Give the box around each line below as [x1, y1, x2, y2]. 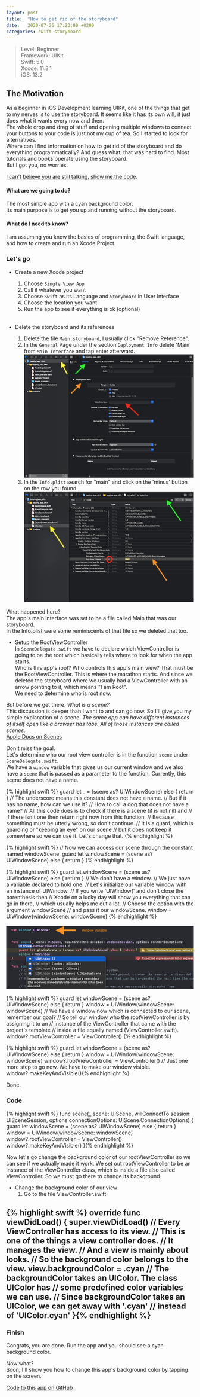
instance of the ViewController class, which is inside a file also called [6, 1166, 176, 1173]
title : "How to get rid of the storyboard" [6, 16, 118, 22]
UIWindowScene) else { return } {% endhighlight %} [6, 856, 134, 864]
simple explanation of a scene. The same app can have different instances [6, 713, 190, 721]
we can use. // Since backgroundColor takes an [6, 1292, 186, 1302]
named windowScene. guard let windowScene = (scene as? [6, 850, 153, 858]
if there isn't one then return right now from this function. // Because [6, 813, 174, 820]
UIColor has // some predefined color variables [6, 1283, 183, 1293]
